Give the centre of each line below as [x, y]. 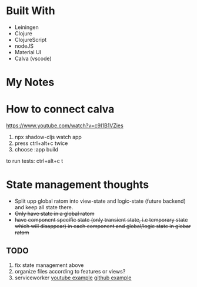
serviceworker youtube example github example [73, 278]
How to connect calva [60, 109]
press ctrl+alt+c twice [41, 143]
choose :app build [36, 150]
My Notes [30, 82]
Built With [31, 11]
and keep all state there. [44, 207]
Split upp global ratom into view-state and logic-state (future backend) [100, 201]
